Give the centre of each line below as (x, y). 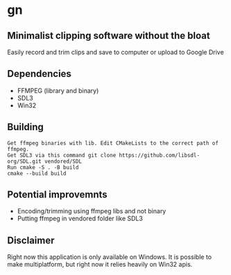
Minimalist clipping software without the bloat (109, 36)
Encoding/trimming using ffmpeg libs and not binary (92, 211)
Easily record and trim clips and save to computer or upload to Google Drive (115, 52)
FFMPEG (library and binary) (58, 90)
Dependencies (39, 74)
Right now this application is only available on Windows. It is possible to (110, 257)
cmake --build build (37, 173)
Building (25, 127)
